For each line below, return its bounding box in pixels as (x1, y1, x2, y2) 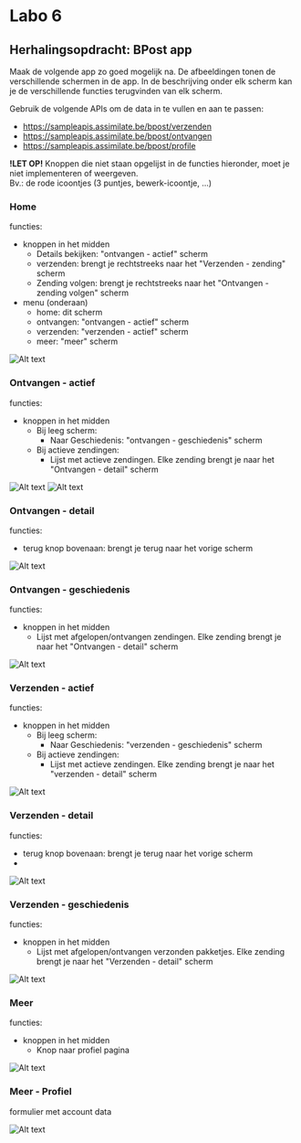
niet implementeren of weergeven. (9, 168, 139, 178)
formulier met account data (9, 1106, 112, 1116)
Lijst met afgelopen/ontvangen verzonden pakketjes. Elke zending (36, 946, 285, 957)
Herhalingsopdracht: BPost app (9, 42, 193, 58)
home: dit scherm (36, 307, 103, 318)
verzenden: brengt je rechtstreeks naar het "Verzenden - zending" (36, 258, 286, 270)
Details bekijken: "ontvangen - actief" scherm (36, 249, 208, 260)
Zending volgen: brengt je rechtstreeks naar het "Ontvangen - (36, 278, 269, 289)
